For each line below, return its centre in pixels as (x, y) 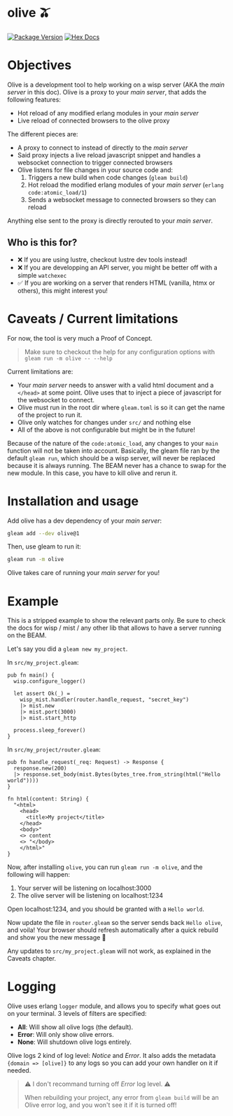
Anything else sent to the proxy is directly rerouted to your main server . (110, 220)
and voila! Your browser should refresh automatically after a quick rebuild (113, 930)
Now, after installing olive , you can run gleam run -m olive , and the (105, 867)
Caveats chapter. (32, 959)
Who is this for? (42, 242)
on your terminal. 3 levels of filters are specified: (77, 1014)
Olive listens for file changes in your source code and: (95, 170)
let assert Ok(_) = (42, 694)
